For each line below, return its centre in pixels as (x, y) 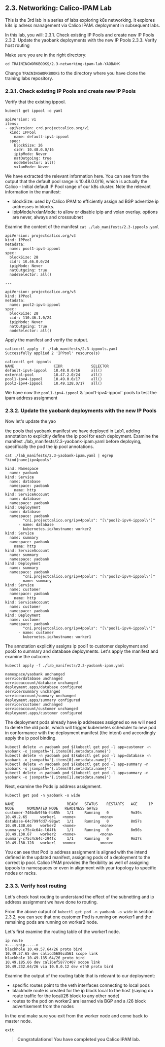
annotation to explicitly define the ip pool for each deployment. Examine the (82, 436)
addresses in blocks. (33, 207)
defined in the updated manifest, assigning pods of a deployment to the (78, 858)
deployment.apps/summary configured (43, 700)
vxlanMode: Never (32, 167)
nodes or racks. (21, 873)
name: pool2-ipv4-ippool (35, 305)
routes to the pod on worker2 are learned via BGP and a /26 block (79, 1001)
